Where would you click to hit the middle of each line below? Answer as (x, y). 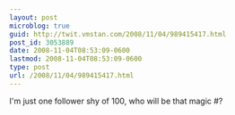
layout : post (34, 17)
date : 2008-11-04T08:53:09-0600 (70, 51)
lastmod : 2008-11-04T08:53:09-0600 (76, 59)
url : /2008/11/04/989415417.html (72, 76)
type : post (30, 68)
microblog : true (39, 26)
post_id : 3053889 (42, 42)
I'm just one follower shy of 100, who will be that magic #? (116, 101)
